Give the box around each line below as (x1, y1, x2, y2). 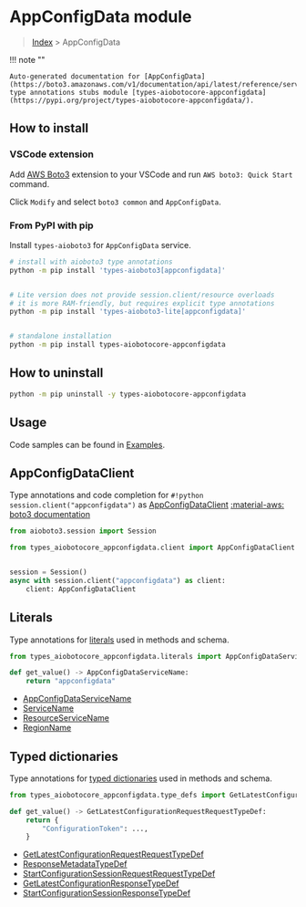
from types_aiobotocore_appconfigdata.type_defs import (9, 790, 226, 799)
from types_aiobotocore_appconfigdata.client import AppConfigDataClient (9, 543, 296, 553)
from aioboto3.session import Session (9, 526, 157, 536)
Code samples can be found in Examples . (9, 439, 166, 450)
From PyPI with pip (9, 219, 94, 232)
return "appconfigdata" (25, 677, 117, 686)
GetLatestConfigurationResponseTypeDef (22, 878, 179, 889)
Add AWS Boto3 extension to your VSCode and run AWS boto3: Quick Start (9, 169, 293, 180)
